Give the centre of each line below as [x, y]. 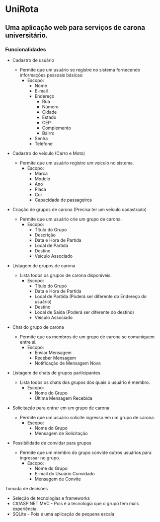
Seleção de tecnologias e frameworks [51, 498]
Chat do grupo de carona [38, 327]
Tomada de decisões [27, 488]
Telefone [44, 144]
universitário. [27, 35]
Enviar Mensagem [53, 352]
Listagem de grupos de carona [44, 265]
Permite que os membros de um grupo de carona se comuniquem [87, 337]
